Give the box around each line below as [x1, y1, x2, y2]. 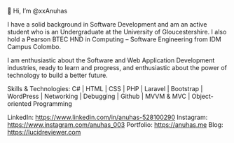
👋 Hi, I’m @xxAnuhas [7, 7, 68, 15]
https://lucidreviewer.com [7, 128, 81, 136]
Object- [191, 92, 214, 100]
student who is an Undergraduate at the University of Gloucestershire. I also [7, 28, 227, 36]
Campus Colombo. [7, 43, 62, 50]
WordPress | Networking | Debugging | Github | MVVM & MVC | [7, 92, 191, 100]
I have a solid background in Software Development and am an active [7, 20, 207, 28]
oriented [7, 100, 32, 108]
